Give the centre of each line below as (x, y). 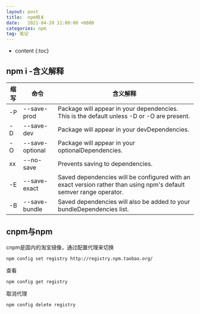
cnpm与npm (29, 232)
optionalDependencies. (90, 150)
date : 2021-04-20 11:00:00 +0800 (50, 23)
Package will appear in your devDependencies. (123, 129)
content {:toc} (32, 51)
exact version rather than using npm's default (121, 184)
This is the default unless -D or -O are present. (124, 116)
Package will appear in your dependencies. (118, 108)
